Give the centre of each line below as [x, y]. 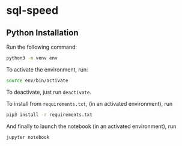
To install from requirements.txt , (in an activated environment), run [89, 103]
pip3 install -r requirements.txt [50, 115]
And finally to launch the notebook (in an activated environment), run [91, 126]
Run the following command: [41, 47]
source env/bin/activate [37, 81]
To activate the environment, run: [47, 69]
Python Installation [42, 33]
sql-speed [32, 11]
